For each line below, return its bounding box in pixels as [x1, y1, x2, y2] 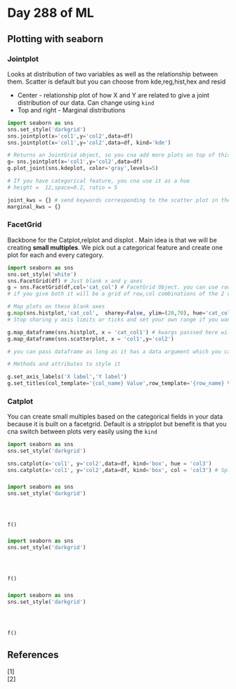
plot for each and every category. [7, 251, 104, 259]
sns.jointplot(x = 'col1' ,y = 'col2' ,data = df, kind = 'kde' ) [7, 139, 171, 146]
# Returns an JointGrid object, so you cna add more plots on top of [7, 152, 216, 159]
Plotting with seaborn [7, 33, 104, 45]
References [7, 648, 59, 661]
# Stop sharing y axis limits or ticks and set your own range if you [7, 316, 218, 323]
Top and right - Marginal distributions [17, 105, 126, 114]
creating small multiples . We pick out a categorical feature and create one [7, 243, 223, 251]
